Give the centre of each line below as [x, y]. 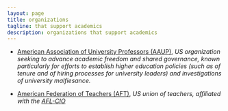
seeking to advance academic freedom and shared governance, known [118, 59]
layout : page [26, 13]
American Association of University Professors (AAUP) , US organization [118, 52]
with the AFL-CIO [41, 101]
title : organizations [38, 20]
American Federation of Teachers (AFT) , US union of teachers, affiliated [119, 94]
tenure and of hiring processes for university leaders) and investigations [119, 74]
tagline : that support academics [55, 26]
